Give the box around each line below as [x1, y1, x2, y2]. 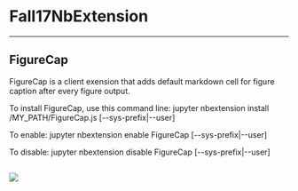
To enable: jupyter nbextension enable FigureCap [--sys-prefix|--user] [9, 129, 268, 139]
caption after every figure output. [9, 85, 130, 96]
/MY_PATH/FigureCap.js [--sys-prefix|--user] [9, 112, 176, 123]
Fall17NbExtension [9, 6, 149, 27]
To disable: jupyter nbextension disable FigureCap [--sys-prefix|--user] [9, 147, 271, 157]
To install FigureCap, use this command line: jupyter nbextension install [9, 102, 270, 113]
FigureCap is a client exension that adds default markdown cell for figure [9, 76, 275, 86]
